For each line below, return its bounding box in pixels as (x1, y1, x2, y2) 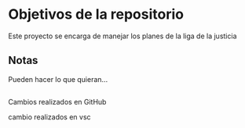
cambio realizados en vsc (8, 112, 92, 122)
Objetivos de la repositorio (8, 5, 185, 23)
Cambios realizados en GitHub (8, 98, 107, 107)
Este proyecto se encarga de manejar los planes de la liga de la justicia (8, 31, 237, 41)
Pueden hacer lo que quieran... (8, 74, 108, 84)
